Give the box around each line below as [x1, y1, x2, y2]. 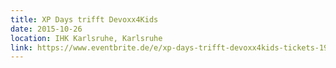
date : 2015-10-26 [10, 24, 83, 34]
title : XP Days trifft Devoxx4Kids [10, 14, 159, 25]
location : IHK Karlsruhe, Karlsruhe [10, 33, 163, 43]
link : [10, 42, 33, 53]
